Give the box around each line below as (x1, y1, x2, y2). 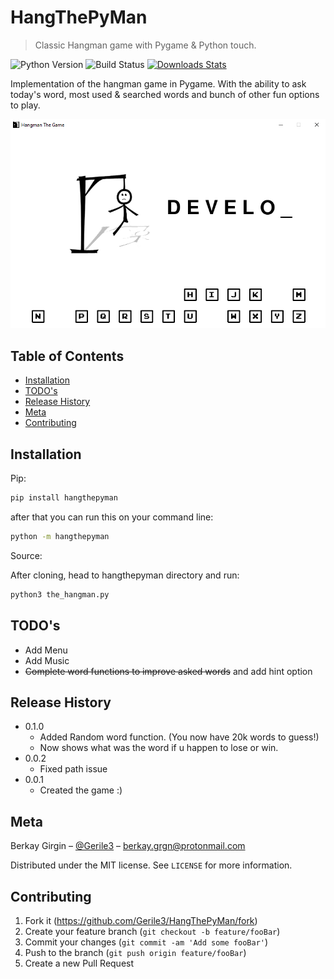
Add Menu (24, 644, 68, 656)
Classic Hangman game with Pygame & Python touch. (34, 39, 257, 51)
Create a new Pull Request (24, 957, 135, 969)
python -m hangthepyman (10, 531, 110, 541)
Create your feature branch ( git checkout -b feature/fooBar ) (24, 925, 281, 937)
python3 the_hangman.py (10, 589, 110, 600)
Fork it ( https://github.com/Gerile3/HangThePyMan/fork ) (24, 914, 258, 926)
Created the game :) (39, 784, 123, 796)
